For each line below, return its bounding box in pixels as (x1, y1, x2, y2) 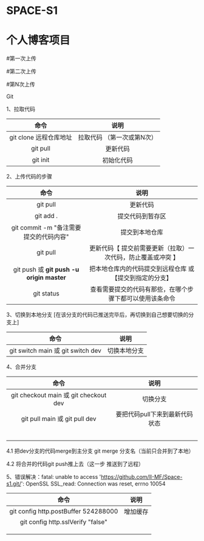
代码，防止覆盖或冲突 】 (110, 253, 180, 262)
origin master (26, 274, 66, 282)
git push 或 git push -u (13, 266, 80, 274)
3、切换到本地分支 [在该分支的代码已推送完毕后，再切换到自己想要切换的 (6, 311, 189, 319)
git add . (34, 211, 58, 220)
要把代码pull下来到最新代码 (115, 410, 193, 419)
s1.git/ (6, 480, 21, 487)
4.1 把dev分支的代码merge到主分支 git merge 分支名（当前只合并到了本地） (6, 447, 194, 454)
